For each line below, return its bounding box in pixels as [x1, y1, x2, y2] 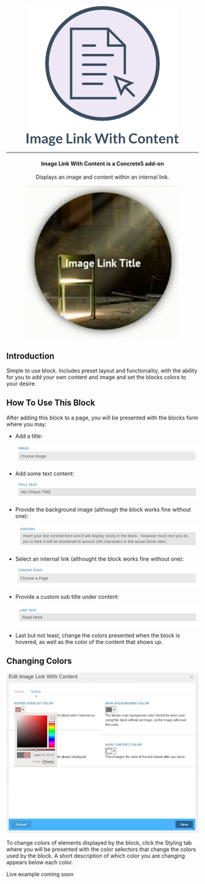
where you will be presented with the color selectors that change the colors [6, 845, 196, 853]
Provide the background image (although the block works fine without [15, 506, 191, 513]
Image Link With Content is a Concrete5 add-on [41, 160, 164, 167]
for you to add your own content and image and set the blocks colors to [6, 373, 187, 381]
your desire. [6, 380, 37, 388]
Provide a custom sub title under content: [15, 593, 120, 600]
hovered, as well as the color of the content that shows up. [15, 639, 163, 646]
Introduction [6, 351, 55, 361]
